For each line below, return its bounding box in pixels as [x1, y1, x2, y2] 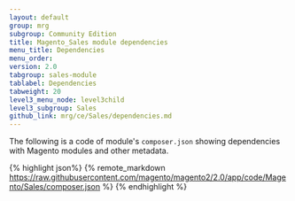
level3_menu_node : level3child [9, 95, 125, 104]
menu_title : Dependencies [9, 46, 105, 55]
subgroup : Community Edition [9, 29, 117, 38]
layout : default [9, 12, 69, 22]
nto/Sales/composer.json [9, 182, 101, 192]
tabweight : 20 [9, 87, 62, 96]
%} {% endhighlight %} [101, 182, 188, 192]
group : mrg [9, 21, 50, 30]
